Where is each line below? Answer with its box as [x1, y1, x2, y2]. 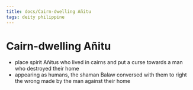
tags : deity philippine [6, 14, 65, 20]
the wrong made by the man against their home [14, 78, 131, 85]
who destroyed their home [14, 65, 79, 72]
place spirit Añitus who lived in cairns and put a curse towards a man [14, 59, 183, 66]
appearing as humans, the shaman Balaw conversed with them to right [14, 71, 187, 78]
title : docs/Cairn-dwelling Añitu [6, 8, 92, 15]
